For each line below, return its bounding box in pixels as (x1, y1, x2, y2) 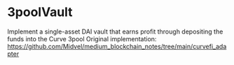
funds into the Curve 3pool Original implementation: (7, 34, 157, 43)
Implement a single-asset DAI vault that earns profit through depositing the (7, 27, 223, 36)
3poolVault (7, 4, 73, 20)
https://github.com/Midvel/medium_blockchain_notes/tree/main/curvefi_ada (7, 42, 227, 50)
